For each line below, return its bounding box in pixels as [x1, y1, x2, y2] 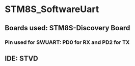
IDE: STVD [5, 54, 39, 62]
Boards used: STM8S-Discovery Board [5, 24, 130, 32]
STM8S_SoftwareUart [5, 4, 99, 15]
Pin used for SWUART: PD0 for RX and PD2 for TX [5, 39, 130, 46]
